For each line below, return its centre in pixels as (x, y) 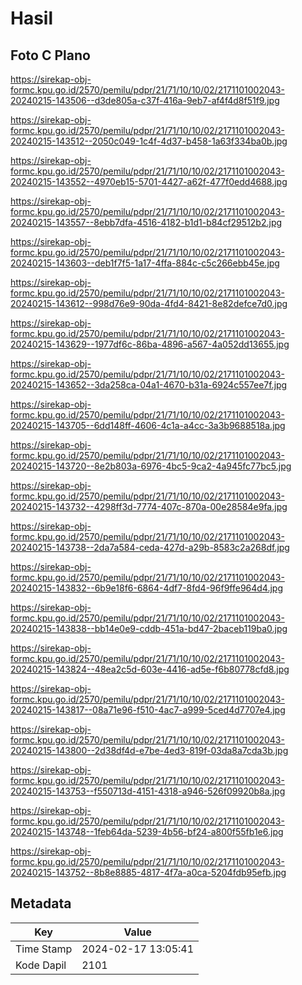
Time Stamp (44, 949)
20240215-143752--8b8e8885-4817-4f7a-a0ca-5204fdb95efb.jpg (148, 872)
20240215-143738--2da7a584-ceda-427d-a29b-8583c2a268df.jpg (150, 547)
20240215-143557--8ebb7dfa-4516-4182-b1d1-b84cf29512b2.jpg (146, 222)
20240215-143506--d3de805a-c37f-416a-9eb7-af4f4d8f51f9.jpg (145, 100)
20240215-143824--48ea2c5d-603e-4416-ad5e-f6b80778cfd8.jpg (150, 669)
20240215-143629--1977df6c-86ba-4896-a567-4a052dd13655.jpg (150, 344)
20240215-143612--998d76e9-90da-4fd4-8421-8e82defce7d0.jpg (149, 303)
